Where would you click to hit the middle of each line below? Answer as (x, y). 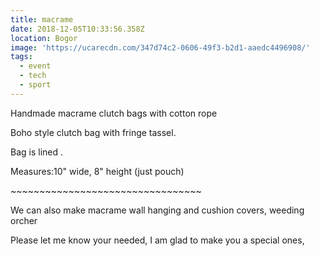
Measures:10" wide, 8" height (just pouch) (97, 171)
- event (35, 66)
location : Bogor (44, 38)
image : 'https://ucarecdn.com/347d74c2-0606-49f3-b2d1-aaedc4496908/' (160, 47)
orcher (24, 220)
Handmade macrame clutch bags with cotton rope (114, 113)
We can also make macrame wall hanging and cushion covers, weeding (157, 210)
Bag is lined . (37, 152)
